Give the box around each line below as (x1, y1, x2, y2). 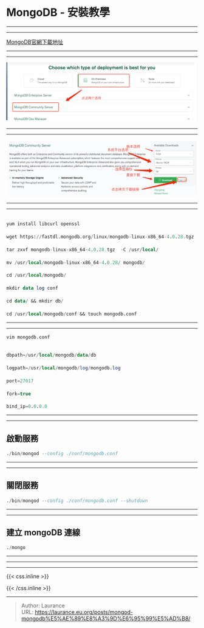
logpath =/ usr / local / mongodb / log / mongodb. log (6, 365, 121, 371)
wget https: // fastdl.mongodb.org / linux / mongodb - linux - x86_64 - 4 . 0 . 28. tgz (6, 234, 194, 240)
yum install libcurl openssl (6, 221, 80, 227)
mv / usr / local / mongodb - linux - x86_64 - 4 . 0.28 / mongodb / (6, 259, 146, 265)
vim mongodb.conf (6, 334, 50, 340)
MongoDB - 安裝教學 (6, 5, 110, 19)
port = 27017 (6, 378, 34, 384)
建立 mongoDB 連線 (6, 527, 81, 537)
